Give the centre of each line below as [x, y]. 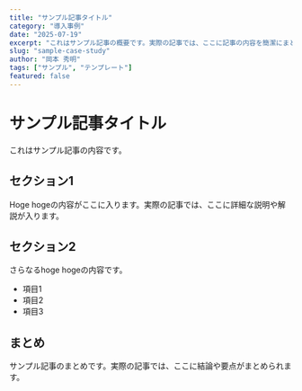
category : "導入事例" [47, 26]
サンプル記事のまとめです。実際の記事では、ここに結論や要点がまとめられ [147, 366]
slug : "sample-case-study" [60, 51]
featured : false [40, 76]
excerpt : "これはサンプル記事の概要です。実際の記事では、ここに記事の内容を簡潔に [146, 43]
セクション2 [43, 247]
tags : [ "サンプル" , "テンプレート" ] [71, 68]
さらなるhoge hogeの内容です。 [68, 270]
